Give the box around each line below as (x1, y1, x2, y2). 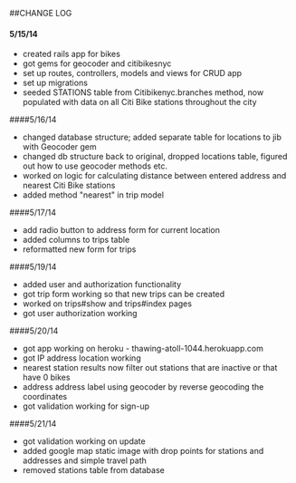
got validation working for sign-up (22, 401, 150, 411)
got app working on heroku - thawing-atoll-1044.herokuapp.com (22, 343, 264, 354)
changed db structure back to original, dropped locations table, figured (22, 151, 288, 162)
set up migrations (22, 77, 89, 89)
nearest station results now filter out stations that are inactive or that (22, 362, 278, 373)
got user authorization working (22, 308, 138, 319)
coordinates (22, 391, 68, 402)
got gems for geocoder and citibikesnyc (22, 58, 172, 69)
